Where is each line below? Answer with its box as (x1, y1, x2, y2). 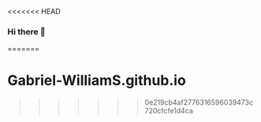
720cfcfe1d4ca (144, 106, 194, 116)
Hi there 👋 (7, 26, 47, 37)
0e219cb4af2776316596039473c (144, 98, 254, 107)
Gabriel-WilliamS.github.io (7, 72, 186, 90)
